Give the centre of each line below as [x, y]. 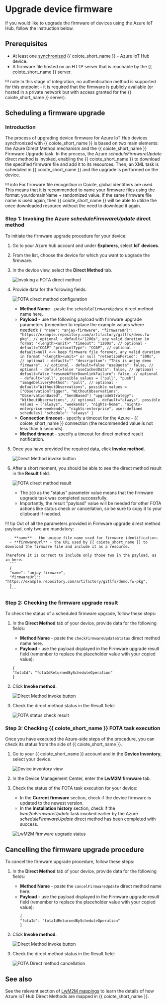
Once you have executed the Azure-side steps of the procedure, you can [80, 739]
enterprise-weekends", [43, 409]
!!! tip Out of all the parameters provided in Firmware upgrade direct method [83, 523]
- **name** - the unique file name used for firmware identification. [84, 538]
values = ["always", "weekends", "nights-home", [71, 404]
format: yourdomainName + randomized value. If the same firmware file [79, 195]
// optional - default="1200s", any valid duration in [91, 339]
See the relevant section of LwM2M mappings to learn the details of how [80, 991]
